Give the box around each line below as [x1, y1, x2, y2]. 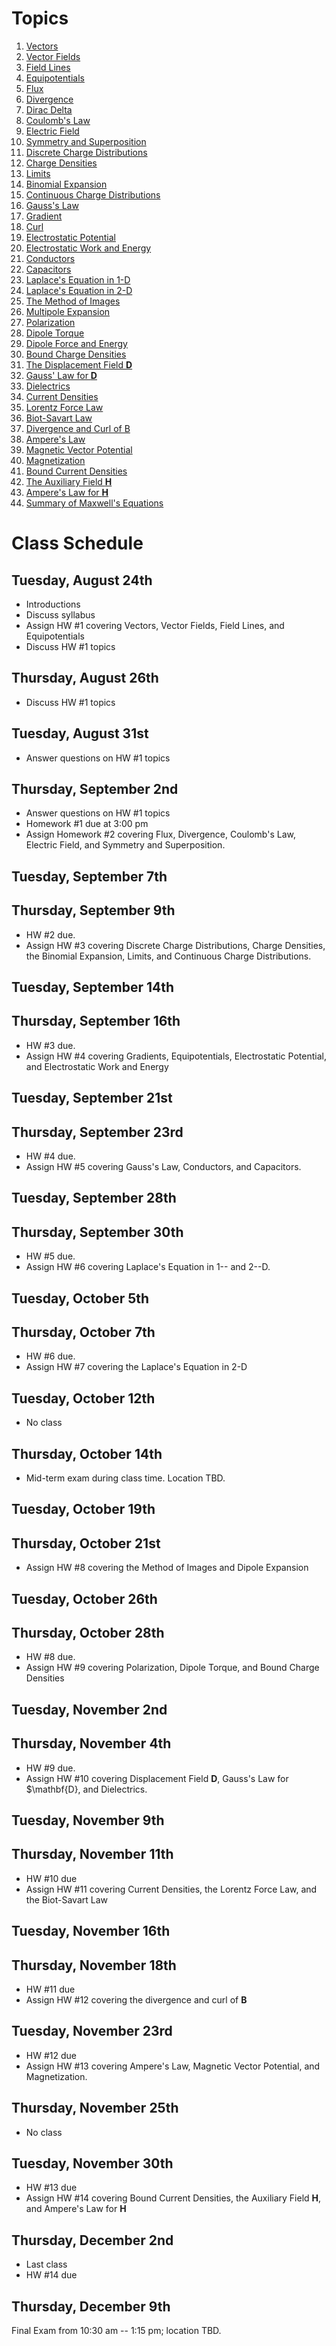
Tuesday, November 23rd [11, 2023, 173, 2040]
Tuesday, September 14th [11, 978, 175, 996]
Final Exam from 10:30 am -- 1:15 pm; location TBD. [11, 2325, 222, 2337]
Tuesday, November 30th [11, 2155, 174, 2172]
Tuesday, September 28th [11, 1190, 177, 1207]
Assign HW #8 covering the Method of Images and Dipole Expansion [25, 1562, 309, 1574]
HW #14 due [25, 2269, 78, 2281]
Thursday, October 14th [11, 1445, 163, 1462]
